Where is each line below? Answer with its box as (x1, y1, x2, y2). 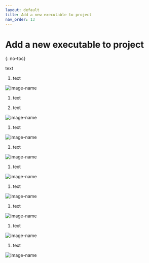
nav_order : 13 (5, 17, 35, 22)
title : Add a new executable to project (5, 12, 92, 17)
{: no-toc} (5, 55, 26, 61)
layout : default (5, 7, 40, 13)
